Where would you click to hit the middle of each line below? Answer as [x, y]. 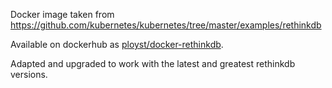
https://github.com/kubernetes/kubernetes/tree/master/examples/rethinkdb [166, 25]
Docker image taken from [62, 14]
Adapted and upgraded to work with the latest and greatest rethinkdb [153, 63]
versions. [29, 74]
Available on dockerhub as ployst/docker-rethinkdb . [117, 44]
